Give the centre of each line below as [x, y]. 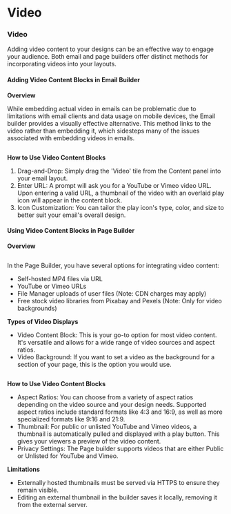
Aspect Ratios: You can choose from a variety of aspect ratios [105, 397]
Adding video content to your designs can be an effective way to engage [110, 49]
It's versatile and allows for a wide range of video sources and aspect [116, 342]
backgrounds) [37, 308]
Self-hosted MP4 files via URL [60, 278]
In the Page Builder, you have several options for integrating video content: [113, 265]
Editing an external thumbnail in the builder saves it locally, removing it [117, 497]
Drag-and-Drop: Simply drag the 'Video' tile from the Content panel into [119, 171]
